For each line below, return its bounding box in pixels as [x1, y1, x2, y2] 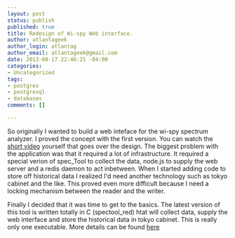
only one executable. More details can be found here [7, 223, 160, 231]
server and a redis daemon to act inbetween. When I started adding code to [7, 164, 227, 173]
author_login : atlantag [7, 43, 77, 50]
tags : [7, 75, 23, 83]
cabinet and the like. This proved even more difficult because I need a [7, 179, 209, 187]
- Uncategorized [7, 69, 55, 76]
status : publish [7, 17, 55, 24]
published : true [7, 23, 55, 30]
